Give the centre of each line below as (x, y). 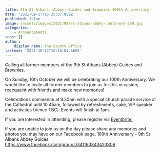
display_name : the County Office (48, 46)
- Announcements (30, 32)
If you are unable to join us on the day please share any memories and (76, 128)
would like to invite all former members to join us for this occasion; (72, 84)
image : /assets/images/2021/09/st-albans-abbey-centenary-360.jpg (74, 23)
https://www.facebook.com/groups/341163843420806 (60, 144)
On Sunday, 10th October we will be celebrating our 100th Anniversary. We (80, 79)
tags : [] (14, 37)
